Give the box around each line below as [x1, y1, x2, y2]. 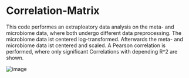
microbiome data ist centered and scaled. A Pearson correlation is [6, 42, 166, 49]
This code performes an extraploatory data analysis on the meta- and [6, 23, 174, 30]
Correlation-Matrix [6, 4, 100, 17]
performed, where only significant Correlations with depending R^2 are [6, 48, 178, 55]
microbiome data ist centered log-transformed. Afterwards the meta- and [6, 36, 184, 42]
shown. [6, 54, 24, 61]
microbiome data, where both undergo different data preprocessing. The [6, 29, 182, 36]
